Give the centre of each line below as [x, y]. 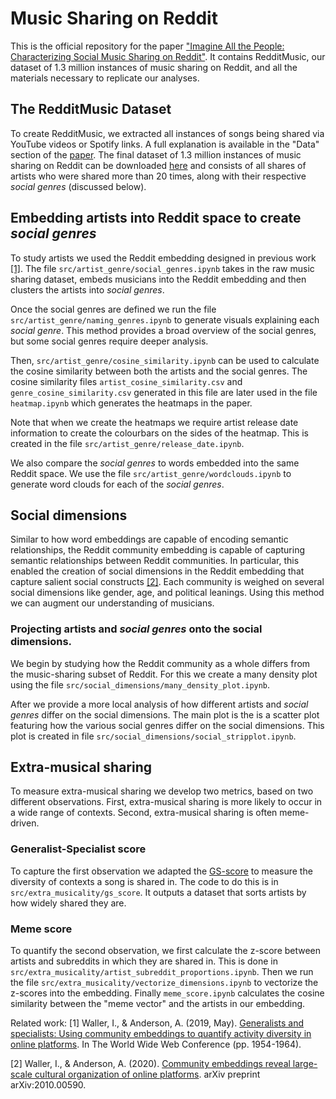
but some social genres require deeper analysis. [109, 341]
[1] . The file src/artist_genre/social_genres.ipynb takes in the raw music [162, 268]
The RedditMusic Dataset [91, 109]
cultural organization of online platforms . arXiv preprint [147, 1074]
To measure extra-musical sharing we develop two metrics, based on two [162, 791]
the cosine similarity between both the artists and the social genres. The [159, 371]
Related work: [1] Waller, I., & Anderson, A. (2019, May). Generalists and [157, 1023]
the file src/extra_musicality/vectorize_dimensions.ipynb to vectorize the [164, 983]
